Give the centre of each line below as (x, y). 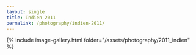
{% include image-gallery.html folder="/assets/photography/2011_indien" (98, 40)
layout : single (26, 12)
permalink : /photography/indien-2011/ (56, 23)
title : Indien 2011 (31, 18)
